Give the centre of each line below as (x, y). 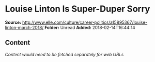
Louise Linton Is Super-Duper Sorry (77, 9)
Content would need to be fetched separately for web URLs (64, 54)
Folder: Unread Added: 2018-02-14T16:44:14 (90, 27)
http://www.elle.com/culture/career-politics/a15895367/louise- (85, 22)
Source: (13, 22)
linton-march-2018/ (24, 27)
